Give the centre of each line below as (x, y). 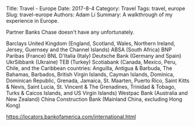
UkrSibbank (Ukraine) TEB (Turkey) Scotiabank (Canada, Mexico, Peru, (91, 62)
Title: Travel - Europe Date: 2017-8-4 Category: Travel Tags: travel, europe (96, 8)
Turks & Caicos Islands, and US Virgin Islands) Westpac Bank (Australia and (97, 93)
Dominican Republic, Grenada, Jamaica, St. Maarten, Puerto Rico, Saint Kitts (98, 80)
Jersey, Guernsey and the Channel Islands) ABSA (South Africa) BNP (89, 50)
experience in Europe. (33, 21)
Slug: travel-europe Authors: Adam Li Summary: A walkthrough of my (89, 15)
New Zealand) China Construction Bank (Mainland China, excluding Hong (94, 99)
